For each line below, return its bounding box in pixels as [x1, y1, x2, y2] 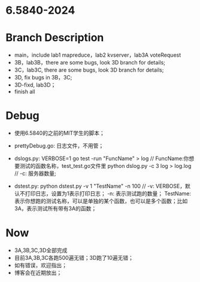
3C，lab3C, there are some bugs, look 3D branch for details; [14, 66, 164, 73]
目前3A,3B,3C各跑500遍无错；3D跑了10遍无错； [14, 255, 134, 261]
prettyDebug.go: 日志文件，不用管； [14, 142, 104, 149]
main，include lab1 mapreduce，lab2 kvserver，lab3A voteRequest [14, 51, 181, 59]
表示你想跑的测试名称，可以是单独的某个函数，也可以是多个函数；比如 [14, 198, 188, 205]
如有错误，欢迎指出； [14, 262, 67, 269]
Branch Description [5, 31, 104, 45]
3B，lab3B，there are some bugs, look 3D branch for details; [14, 59, 166, 66]
